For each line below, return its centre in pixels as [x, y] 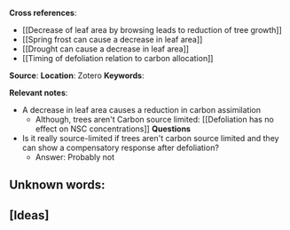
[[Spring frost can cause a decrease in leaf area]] [112, 40]
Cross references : [43, 13]
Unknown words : [57, 185]
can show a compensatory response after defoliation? [121, 147]
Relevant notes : [39, 93]
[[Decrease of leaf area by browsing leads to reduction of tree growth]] [152, 30]
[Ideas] [29, 215]
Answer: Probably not [75, 157]
